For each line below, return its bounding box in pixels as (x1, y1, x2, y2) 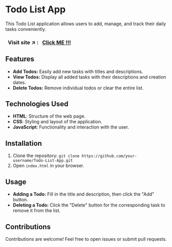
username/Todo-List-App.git (12, 158, 73, 163)
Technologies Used (5, 100, 68, 108)
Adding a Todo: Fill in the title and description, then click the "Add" (12, 191, 155, 197)
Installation (5, 139, 42, 147)
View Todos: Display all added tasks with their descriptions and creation (12, 73, 166, 80)
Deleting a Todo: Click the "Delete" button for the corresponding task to (12, 202, 165, 208)
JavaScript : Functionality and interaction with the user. (12, 124, 129, 130)
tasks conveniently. (5, 26, 46, 32)
